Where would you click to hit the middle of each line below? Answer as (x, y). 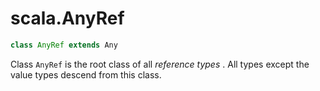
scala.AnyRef (67, 18)
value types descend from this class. (86, 74)
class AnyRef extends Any (64, 45)
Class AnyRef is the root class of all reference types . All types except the (160, 64)
